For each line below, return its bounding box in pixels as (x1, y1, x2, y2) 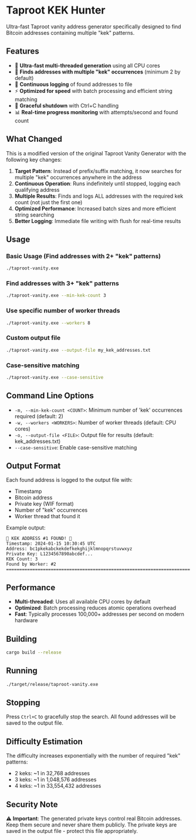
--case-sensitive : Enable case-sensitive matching (14, 444, 137, 451)
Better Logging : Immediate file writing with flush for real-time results (14, 217, 181, 224)
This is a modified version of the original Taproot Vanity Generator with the (6, 149, 187, 156)
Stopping (6, 698, 40, 708)
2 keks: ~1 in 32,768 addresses (14, 770, 90, 777)
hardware (14, 617, 38, 624)
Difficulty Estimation (6, 736, 83, 746)
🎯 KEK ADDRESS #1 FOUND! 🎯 (6, 536, 72, 542)
